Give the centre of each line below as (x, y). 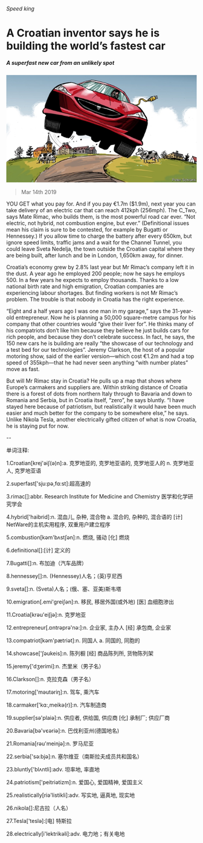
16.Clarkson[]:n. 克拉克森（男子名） (50, 679)
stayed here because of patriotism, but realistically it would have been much (101, 407)
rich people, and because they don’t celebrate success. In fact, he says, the (101, 337)
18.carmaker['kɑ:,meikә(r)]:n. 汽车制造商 (56, 705)
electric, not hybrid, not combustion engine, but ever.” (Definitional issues (98, 223)
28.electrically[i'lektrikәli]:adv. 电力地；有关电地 (66, 834)
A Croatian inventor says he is (83, 33)
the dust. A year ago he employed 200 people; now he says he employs (96, 274)
